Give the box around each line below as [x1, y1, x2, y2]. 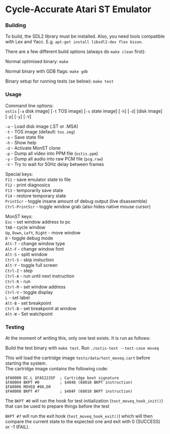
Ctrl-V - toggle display [5, 289, 53, 295]
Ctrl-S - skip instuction [5, 256, 54, 263]
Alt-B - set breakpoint [5, 300, 52, 306]
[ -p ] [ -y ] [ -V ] [5, 113, 31, 119]
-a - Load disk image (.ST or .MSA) [5, 123, 79, 129]
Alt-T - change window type [5, 240, 65, 247]
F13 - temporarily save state [5, 187, 63, 193]
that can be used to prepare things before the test [5, 403, 110, 410]
